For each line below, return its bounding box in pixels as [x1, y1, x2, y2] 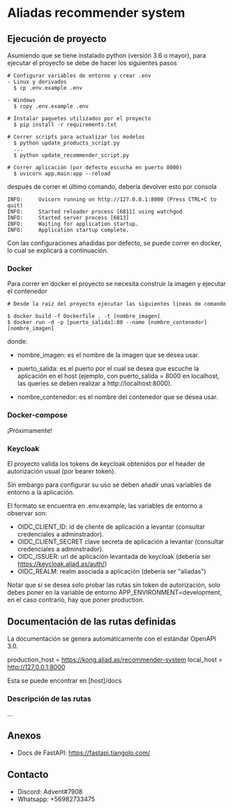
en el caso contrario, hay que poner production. [7, 595, 144, 604]
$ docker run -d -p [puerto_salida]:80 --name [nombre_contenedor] [7, 319, 208, 326]
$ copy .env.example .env [13, 103, 89, 110]
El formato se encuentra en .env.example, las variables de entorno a [7, 502, 203, 510]
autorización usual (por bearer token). [7, 467, 116, 475]
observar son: [7, 509, 47, 517]
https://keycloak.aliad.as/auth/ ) [17, 560, 107, 568]
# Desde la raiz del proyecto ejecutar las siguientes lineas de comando [7, 301, 227, 308]
